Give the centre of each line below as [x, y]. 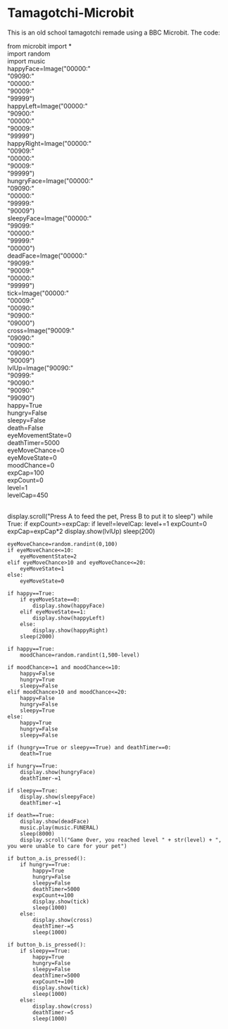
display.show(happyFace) [69, 606]
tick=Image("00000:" [38, 293]
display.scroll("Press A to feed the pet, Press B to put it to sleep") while [110, 516]
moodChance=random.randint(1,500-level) [80, 655]
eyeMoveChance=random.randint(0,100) [63, 544]
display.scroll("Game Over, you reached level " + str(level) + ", [121, 840]
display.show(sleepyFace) [58, 797]
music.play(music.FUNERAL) [59, 828]
